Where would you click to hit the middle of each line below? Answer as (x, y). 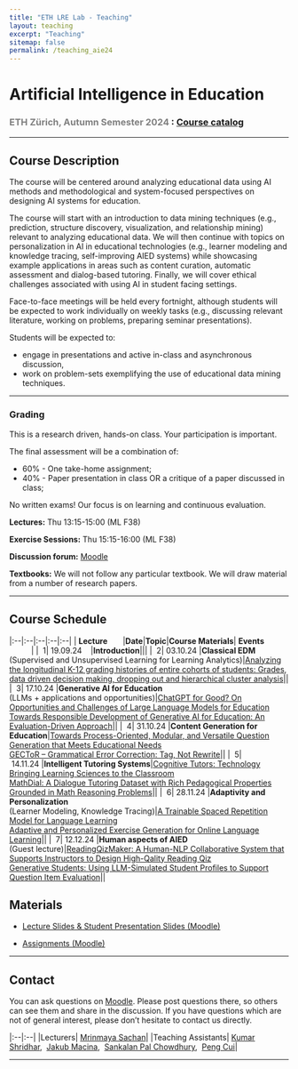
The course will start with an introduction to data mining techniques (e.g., (143, 218)
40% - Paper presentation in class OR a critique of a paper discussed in (153, 478)
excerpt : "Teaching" (47, 34)
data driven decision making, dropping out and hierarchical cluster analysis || (149, 679)
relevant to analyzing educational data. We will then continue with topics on (147, 237)
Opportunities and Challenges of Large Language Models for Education (140, 707)
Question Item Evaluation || (58, 877)
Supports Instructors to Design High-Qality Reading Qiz (110, 858)
